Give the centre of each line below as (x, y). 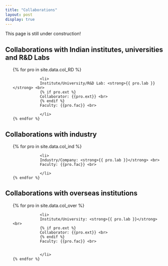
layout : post (19, 15)
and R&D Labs (27, 57)
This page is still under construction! (43, 34)
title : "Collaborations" (31, 10)
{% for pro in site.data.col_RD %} (47, 70)
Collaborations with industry (51, 134)
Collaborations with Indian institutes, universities (84, 49)
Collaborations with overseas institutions (71, 193)
